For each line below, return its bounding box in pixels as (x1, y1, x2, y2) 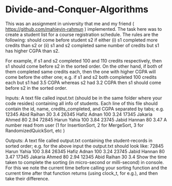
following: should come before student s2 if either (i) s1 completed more (5, 37, 158, 43)
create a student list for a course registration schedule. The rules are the (5, 31, 159, 37)
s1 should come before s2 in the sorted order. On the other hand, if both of (5, 63, 163, 69)
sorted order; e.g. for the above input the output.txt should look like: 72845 (5, 142, 164, 149)
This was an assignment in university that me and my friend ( (5, 20, 135, 27)
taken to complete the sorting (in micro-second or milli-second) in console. (5, 159, 164, 165)
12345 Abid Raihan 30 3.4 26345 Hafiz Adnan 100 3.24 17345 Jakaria (5, 111, 153, 117)
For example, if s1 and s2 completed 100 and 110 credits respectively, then (5, 57, 162, 64)
